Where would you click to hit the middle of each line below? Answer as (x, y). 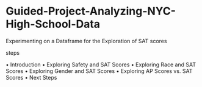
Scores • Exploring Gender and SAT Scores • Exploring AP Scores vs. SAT (99, 71)
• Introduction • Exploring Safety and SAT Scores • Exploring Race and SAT (101, 64)
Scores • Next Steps (31, 77)
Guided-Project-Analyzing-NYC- (91, 11)
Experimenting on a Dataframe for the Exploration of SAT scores (86, 41)
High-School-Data (53, 24)
